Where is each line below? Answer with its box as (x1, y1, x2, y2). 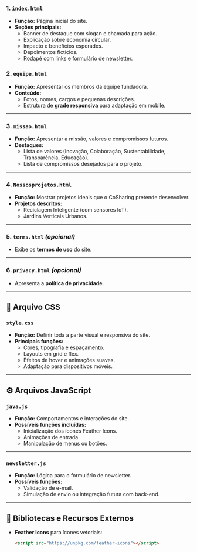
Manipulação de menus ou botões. (23, 440, 107, 447)
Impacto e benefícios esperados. (23, 42, 103, 49)
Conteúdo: (14, 89, 42, 96)
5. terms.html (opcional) (6, 233, 76, 241)
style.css (6, 320, 34, 327)
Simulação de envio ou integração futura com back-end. (23, 491, 160, 498)
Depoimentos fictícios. (23, 49, 78, 56)
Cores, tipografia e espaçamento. (23, 344, 104, 351)
